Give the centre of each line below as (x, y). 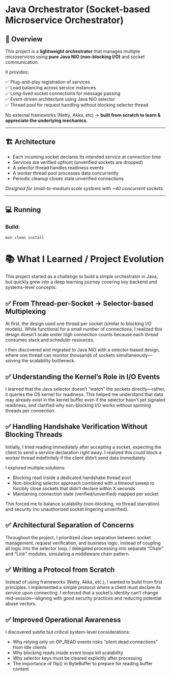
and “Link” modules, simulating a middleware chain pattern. (68, 554)
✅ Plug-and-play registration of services (48, 82)
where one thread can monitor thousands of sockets (60, 355)
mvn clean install (25, 237)
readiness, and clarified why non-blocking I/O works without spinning (78, 405)
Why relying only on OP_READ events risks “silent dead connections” (85, 642)
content (21, 669)
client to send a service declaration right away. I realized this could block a (83, 452)
